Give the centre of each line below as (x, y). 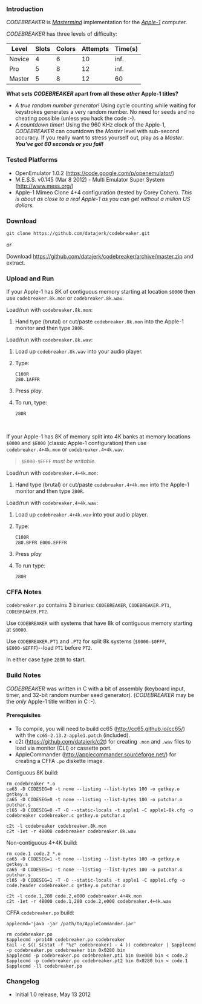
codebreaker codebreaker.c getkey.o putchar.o (66, 815)
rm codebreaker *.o (31, 784)
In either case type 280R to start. (46, 659)
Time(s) (126, 49)
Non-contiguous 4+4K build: (42, 842)
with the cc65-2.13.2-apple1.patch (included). (73, 735)
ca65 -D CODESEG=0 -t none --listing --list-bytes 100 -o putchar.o (94, 799)
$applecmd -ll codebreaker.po (44, 966)
